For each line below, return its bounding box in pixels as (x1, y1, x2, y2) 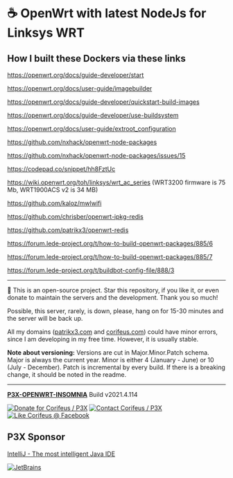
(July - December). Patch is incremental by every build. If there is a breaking (7, 363, 225, 371)
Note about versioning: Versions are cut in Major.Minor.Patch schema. (7, 348, 209, 357)
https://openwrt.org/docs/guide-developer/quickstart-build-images (7, 98, 200, 106)
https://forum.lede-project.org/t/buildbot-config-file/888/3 (7, 266, 175, 274)
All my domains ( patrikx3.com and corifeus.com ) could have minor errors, (7, 328, 218, 336)
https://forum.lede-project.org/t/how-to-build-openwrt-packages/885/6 (7, 240, 214, 247)
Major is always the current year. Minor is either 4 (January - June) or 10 (7, 356, 214, 364)
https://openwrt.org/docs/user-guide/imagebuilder (7, 85, 153, 92)
